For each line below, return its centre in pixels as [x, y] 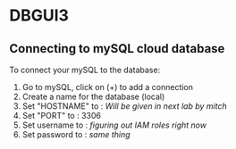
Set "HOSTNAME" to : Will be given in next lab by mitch [124, 106]
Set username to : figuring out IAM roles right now [114, 125]
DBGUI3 [39, 16]
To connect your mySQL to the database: [85, 70]
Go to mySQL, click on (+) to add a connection [108, 87]
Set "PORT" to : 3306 [61, 116]
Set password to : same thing [76, 134]
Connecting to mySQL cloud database [117, 49]
